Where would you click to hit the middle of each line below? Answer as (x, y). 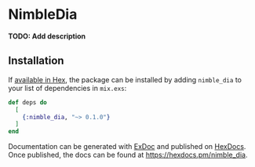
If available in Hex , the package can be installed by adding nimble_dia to (125, 79)
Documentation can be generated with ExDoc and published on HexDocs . (127, 147)
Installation (36, 61)
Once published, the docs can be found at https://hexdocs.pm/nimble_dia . (128, 155)
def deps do (27, 102)
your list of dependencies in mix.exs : (67, 88)
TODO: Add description (47, 36)
